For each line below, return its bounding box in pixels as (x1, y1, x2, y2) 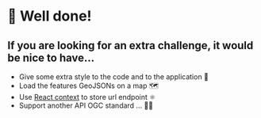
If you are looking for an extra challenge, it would (7, 39, 254, 52)
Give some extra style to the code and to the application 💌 (18, 72, 209, 82)
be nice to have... (7, 51, 95, 64)
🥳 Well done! (7, 7, 92, 25)
